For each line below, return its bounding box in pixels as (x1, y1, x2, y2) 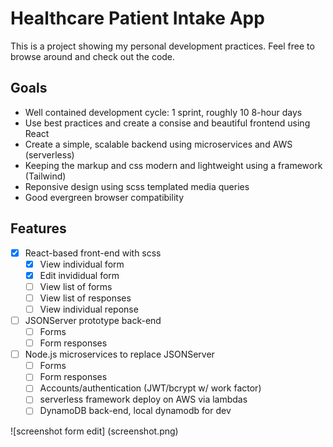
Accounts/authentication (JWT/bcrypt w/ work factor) (39, 382, 262, 394)
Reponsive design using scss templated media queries (24, 180, 250, 192)
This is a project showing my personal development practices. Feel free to (10, 40, 315, 52)
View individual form (39, 258, 125, 270)
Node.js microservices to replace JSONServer (24, 348, 215, 361)
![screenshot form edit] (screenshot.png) (10, 425, 179, 437)
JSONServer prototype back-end (24, 314, 162, 326)
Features (10, 220, 67, 237)
